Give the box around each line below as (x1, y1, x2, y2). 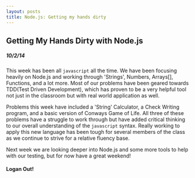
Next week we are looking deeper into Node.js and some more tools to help (6, 146, 189, 153)
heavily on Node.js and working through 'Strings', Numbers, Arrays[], (6, 73, 173, 80)
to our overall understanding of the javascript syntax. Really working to (6, 122, 180, 129)
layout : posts (6, 8, 41, 15)
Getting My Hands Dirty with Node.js (6, 36, 143, 46)
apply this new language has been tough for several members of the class (6, 128, 186, 135)
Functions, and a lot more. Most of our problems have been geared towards (6, 79, 189, 86)
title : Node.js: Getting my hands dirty (6, 14, 107, 20)
